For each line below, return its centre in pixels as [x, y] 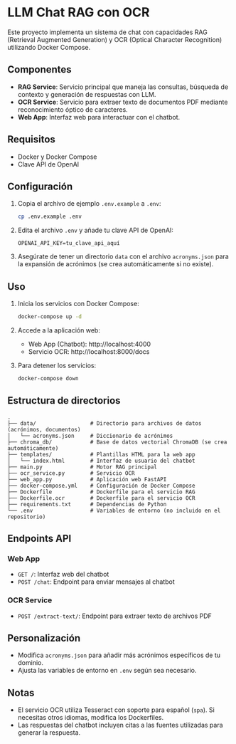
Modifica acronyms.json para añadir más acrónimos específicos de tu [119, 655]
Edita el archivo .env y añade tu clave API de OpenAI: [96, 230]
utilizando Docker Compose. [49, 47]
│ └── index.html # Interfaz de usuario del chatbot [101, 461]
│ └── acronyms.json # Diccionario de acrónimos [90, 436]
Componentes [40, 69]
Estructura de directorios [64, 400]
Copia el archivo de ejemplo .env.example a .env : [89, 204]
